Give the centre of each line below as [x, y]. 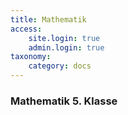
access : [26, 29]
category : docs [60, 66]
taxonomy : [31, 57]
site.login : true [64, 38]
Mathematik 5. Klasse [64, 101]
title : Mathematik [48, 19]
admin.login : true [66, 47]
